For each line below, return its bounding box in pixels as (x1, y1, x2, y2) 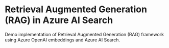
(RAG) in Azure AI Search (5, 14, 113, 26)
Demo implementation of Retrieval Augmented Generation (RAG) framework (5, 31, 164, 37)
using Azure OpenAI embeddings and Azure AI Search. (5, 37, 120, 43)
